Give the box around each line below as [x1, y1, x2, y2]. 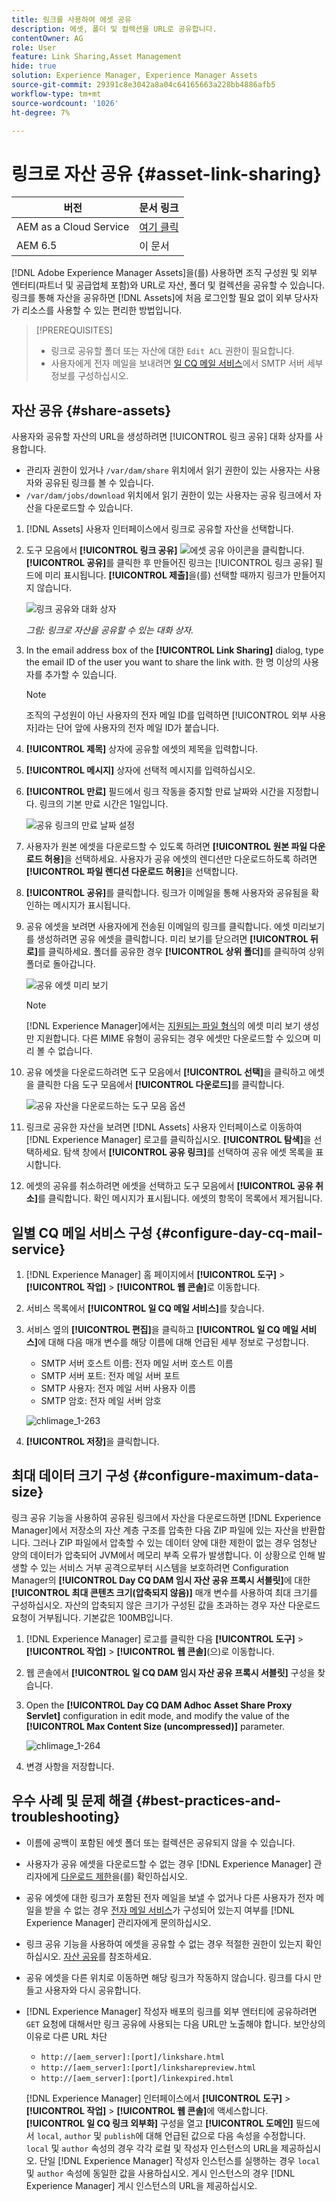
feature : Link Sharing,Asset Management [11, 52, 183, 62]
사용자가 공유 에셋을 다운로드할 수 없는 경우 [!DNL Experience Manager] [25, 1857, 312, 1870]
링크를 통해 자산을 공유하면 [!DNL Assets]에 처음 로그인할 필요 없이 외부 [11, 292, 293, 304]
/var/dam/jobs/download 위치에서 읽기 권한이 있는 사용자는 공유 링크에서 [25, 489, 312, 501]
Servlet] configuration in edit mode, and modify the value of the [25, 1709, 290, 1721]
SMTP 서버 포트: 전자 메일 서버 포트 [40, 1369, 181, 1381]
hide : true [11, 61, 57, 71]
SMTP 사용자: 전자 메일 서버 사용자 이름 [40, 1382, 197, 1394]
